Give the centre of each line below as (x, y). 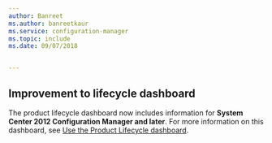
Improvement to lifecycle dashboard (102, 93)
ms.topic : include (39, 39)
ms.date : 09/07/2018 (43, 46)
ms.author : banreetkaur (49, 24)
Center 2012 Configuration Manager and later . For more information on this (136, 121)
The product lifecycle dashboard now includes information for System (126, 113)
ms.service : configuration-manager (69, 31)
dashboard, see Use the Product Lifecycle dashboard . (99, 130)
